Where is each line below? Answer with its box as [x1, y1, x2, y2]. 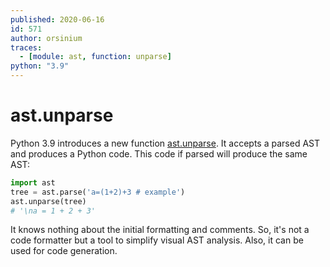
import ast [10, 177, 56, 188]
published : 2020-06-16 [10, 14, 105, 25]
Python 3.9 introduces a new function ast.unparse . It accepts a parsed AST [10, 137, 321, 149]
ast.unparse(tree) [10, 196, 87, 206]
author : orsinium [10, 33, 83, 43]
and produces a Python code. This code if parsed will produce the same [10, 147, 308, 160]
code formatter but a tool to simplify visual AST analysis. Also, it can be [10, 234, 304, 246]
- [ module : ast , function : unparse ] [19, 52, 172, 62]
